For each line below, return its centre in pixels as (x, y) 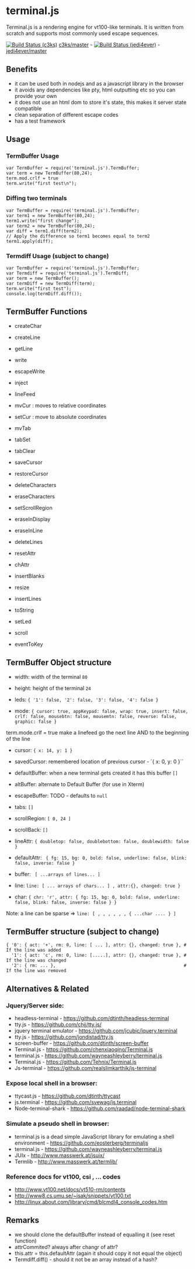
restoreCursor (31, 473)
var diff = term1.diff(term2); (44, 231)
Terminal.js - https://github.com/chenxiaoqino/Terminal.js (83, 1050)
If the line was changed (36, 960)
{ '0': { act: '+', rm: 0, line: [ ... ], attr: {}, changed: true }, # (96, 945)
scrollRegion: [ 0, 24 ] (43, 818)
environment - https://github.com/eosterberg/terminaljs (81, 1143)
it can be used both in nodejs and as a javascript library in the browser (99, 83)
